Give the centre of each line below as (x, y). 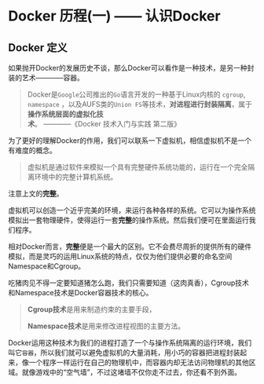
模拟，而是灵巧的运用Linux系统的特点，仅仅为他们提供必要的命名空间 (120, 256)
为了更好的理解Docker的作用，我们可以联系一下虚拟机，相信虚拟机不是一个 (130, 141)
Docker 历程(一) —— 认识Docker (115, 16)
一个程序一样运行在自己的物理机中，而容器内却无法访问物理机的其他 (139, 362)
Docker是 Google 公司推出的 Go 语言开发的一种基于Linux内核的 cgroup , (136, 94)
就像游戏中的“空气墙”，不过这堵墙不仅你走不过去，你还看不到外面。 (132, 372)
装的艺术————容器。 (46, 78)
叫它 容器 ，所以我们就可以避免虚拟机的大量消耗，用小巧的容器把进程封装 (124, 353)
